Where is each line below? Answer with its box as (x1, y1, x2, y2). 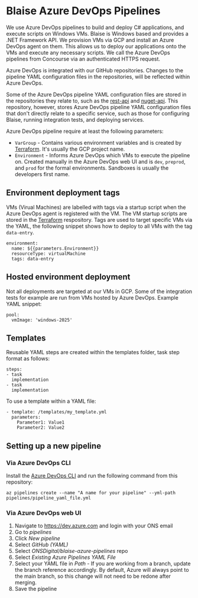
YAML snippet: (6, 300, 42, 307)
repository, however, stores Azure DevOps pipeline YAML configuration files (6, 103, 191, 110)
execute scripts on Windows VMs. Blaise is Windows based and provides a (6, 30, 189, 37)
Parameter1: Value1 (17, 419, 65, 425)
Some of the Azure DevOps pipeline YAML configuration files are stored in (6, 91, 187, 98)
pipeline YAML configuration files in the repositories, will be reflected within (6, 73, 190, 80)
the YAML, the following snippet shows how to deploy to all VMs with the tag (6, 222, 193, 230)
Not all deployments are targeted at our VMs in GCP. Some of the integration (6, 288, 193, 295)
